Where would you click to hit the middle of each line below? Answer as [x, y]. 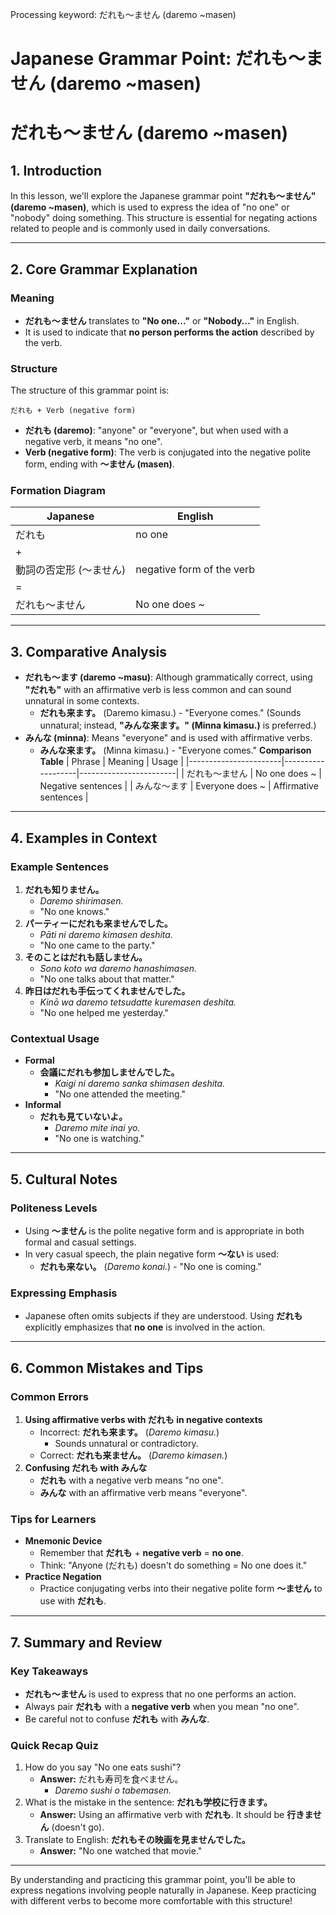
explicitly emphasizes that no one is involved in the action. [145, 1327]
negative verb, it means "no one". [93, 442]
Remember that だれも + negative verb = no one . [142, 1553]
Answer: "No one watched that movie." [121, 1851]
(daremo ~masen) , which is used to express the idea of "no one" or [150, 207]
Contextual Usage [55, 1038]
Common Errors [49, 1396]
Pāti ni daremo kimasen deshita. [106, 934]
